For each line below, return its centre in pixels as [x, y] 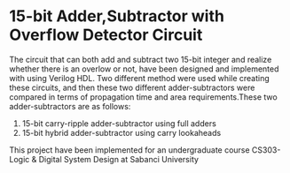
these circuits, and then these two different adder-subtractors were [132, 87]
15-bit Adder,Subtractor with [117, 16]
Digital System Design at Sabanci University [119, 159]
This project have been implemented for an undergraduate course [129, 150]
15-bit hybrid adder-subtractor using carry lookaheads [121, 132]
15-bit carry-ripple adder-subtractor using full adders [119, 123]
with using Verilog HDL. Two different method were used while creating [139, 78]
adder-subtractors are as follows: [70, 106]
